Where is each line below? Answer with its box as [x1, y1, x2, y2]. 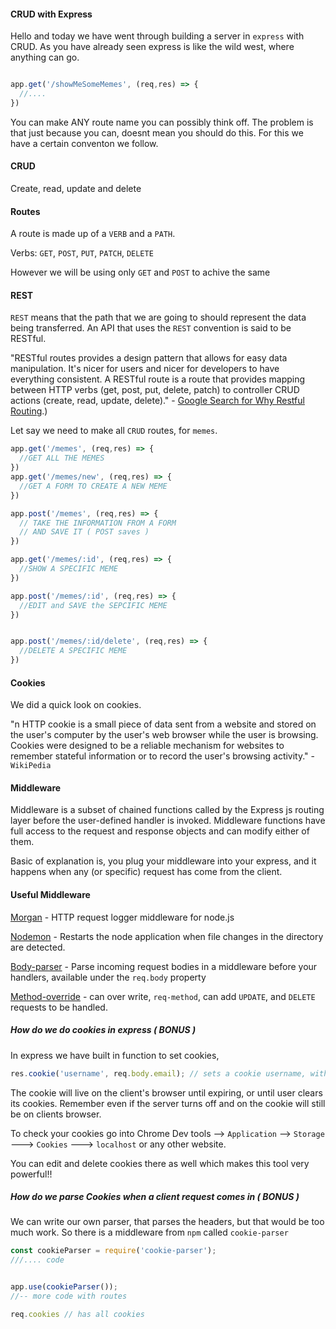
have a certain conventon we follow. [10, 137, 159, 149]
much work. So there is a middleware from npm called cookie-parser [10, 1226, 289, 1239]
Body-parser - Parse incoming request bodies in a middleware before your [10, 960, 318, 972]
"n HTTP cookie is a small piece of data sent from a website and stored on [10, 718, 317, 730]
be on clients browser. [10, 1108, 102, 1120]
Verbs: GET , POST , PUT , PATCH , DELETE [10, 247, 154, 259]
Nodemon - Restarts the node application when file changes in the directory [10, 930, 324, 942]
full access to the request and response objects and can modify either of [10, 825, 310, 837]
